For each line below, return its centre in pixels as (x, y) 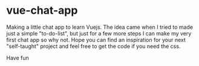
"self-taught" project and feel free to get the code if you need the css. (93, 46)
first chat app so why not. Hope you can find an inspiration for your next (96, 40)
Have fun (18, 58)
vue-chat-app (42, 10)
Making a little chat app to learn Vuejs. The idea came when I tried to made (100, 27)
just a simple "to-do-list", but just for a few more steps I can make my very (99, 33)
